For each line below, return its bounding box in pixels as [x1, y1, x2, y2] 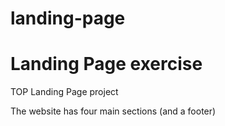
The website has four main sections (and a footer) [10, 105, 217, 117]
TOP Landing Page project [10, 86, 119, 98]
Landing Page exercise [10, 53, 203, 76]
